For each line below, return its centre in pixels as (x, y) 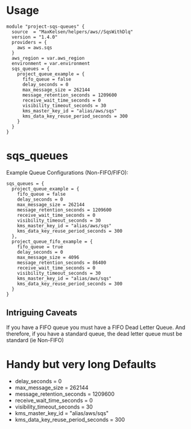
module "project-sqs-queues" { (45, 27)
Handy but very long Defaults (81, 364)
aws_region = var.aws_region (48, 58)
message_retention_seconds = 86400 (62, 263)
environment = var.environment (51, 63)
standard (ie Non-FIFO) (35, 340)
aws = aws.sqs (35, 48)
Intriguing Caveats (42, 313)
